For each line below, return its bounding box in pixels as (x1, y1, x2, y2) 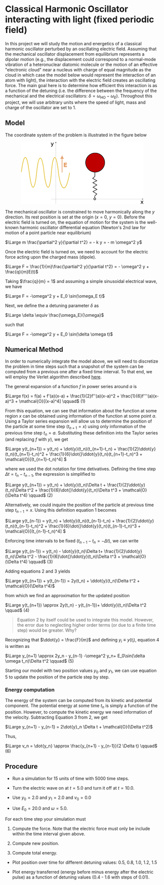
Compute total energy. (12, 850, 58, 855)
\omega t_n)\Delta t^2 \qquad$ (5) (5, 658, 74, 664)
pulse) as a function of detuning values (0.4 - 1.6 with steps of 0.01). (12, 874, 150, 880)
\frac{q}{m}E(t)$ (5, 269, 39, 275)
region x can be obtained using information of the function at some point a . (5, 413, 157, 419)
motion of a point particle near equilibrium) (5, 230, 92, 236)
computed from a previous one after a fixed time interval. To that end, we (5, 369, 153, 375)
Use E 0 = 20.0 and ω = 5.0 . (12, 805, 68, 812)
